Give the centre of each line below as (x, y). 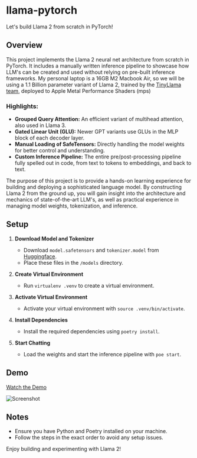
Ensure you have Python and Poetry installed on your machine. (91, 431)
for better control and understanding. (60, 151)
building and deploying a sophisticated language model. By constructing (94, 187)
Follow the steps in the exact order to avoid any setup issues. (89, 437)
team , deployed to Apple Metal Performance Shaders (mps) (79, 91)
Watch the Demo (27, 387)
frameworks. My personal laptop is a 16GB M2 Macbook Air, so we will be (95, 78)
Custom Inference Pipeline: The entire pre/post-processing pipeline (98, 157)
